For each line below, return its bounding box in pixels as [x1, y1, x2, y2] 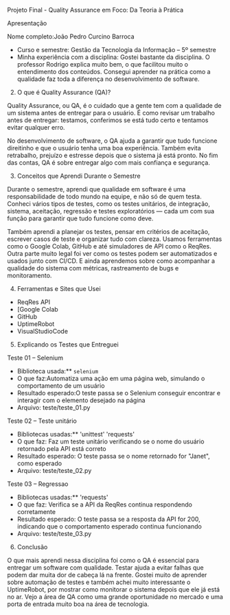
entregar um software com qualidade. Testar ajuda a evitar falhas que [7, 564, 204, 572]
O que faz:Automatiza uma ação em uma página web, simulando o [16, 374, 205, 382]
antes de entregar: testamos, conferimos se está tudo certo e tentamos [7, 116, 209, 124]
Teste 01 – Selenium [7, 353, 64, 362]
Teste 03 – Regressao [7, 480, 69, 488]
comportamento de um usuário [16, 382, 105, 390]
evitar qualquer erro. [7, 124, 65, 131]
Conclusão [16, 543, 48, 551]
